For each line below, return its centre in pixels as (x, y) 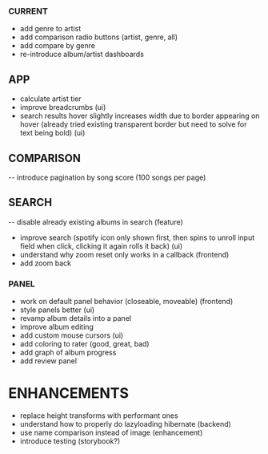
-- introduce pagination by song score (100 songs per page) (107, 177)
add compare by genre (58, 46)
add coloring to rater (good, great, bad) (84, 344)
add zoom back (46, 263)
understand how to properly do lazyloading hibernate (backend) (126, 424)
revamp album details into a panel (76, 318)
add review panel (48, 361)
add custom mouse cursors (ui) (72, 335)
